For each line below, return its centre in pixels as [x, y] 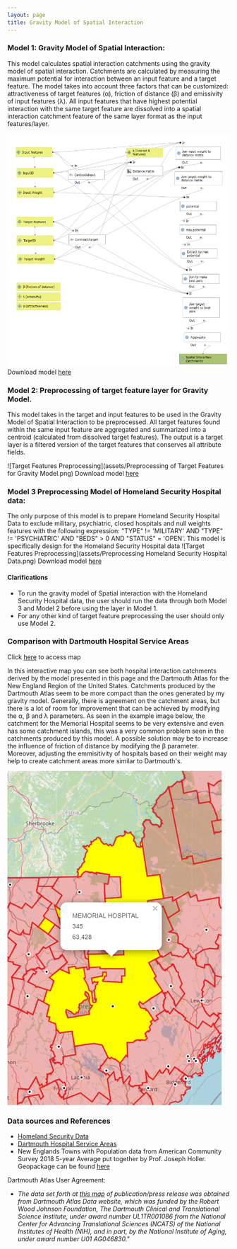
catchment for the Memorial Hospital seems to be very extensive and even [116, 723]
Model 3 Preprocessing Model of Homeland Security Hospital [114, 491]
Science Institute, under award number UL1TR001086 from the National [121, 1216]
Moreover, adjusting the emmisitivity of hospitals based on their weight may [117, 753]
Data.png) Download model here [55, 561]
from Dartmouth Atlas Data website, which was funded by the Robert [118, 1202]
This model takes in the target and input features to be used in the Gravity [115, 415]
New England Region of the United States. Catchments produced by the [111, 685]
